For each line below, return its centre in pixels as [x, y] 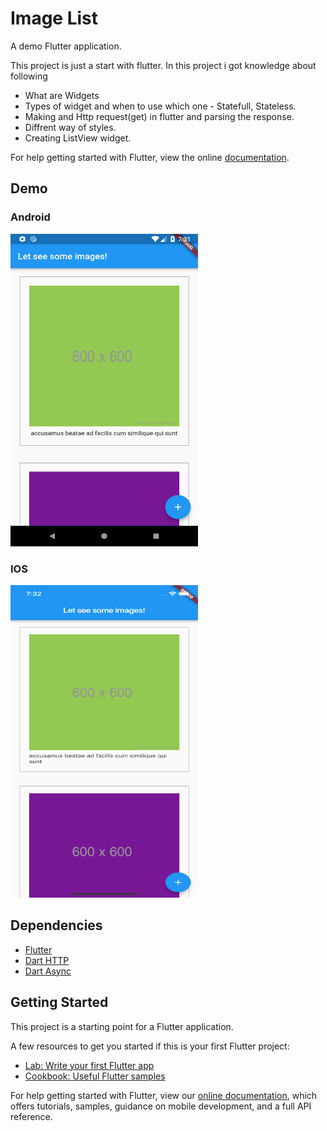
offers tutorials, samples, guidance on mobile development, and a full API [161, 1106]
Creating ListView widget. [78, 138]
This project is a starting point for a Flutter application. [122, 1026]
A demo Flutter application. [66, 46]
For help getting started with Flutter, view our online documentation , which [164, 1095]
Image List [54, 18]
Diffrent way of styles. [70, 127]
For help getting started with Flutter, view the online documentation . [150, 157]
